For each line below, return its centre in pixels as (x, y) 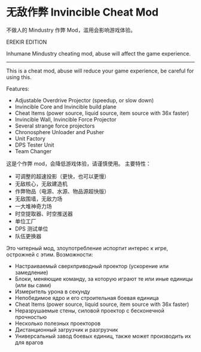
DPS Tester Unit (34, 145)
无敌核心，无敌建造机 (41, 184)
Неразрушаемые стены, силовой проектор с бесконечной (89, 310)
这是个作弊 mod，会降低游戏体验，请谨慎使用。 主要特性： (79, 163)
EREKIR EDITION (27, 42)
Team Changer (33, 151)
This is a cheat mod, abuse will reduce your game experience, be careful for (100, 71)
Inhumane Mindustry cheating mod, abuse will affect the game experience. (99, 53)
